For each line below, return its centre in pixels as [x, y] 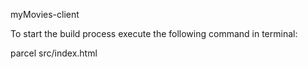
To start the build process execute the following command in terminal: [154, 33]
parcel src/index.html [54, 53]
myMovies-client [45, 14]
